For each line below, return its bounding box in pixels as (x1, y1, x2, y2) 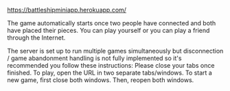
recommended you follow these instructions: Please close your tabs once (7, 62, 215, 69)
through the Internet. (7, 34, 66, 42)
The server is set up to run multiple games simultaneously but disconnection (7, 47, 224, 55)
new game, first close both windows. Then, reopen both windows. (7, 76, 194, 84)
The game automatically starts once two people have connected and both (7, 19, 216, 27)
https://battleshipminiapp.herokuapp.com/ (7, 6, 127, 14)
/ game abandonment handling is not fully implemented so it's (7, 54, 182, 62)
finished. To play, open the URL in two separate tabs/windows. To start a (7, 68, 213, 77)
